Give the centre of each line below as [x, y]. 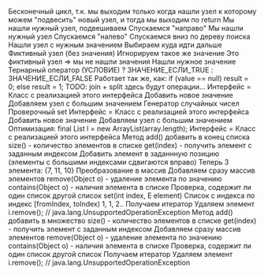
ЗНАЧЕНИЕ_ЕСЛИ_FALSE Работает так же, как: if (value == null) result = [128, 78]
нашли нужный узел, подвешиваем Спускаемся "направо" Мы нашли [126, 28]
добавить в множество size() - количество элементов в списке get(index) [132, 221]
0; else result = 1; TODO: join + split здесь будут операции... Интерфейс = [130, 87]
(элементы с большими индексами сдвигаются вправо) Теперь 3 [119, 162]
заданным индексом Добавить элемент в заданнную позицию [114, 154]
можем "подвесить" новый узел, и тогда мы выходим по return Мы [121, 20]
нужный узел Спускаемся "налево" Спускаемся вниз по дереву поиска [129, 36]
